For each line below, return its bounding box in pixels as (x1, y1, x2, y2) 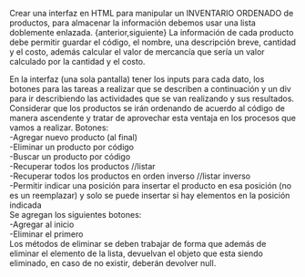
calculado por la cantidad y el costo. (9, 56, 146, 67)
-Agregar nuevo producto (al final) (9, 132, 138, 142)
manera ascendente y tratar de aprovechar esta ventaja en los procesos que (9, 113, 296, 123)
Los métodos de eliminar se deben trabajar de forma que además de (9, 239, 267, 249)
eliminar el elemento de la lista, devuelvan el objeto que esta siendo (9, 248, 264, 259)
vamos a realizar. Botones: (9, 122, 109, 133)
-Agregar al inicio (9, 219, 75, 230)
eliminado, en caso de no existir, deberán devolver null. (9, 258, 217, 268)
